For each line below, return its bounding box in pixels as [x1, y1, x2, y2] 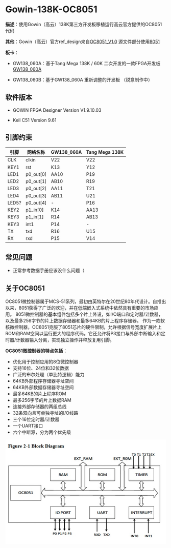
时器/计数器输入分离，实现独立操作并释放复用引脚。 [5, 337, 115, 343]
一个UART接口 [12, 423, 43, 429]
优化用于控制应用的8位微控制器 [12, 359, 79, 365]
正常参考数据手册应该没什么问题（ [12, 268, 85, 274]
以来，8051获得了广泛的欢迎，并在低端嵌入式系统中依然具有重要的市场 [5, 305, 154, 311]
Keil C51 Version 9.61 [12, 117, 57, 123]
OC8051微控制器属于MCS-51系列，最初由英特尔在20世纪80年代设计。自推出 [5, 298, 166, 305]
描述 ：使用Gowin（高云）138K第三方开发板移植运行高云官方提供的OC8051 [5, 21, 162, 27]
